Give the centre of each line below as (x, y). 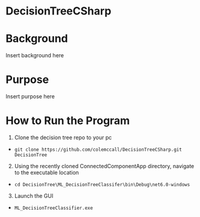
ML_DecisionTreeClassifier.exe (54, 208)
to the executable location (47, 172)
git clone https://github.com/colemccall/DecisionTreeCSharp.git (98, 149)
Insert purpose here (30, 96)
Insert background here (35, 55)
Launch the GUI (34, 196)
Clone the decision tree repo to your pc (63, 137)
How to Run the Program (68, 121)
